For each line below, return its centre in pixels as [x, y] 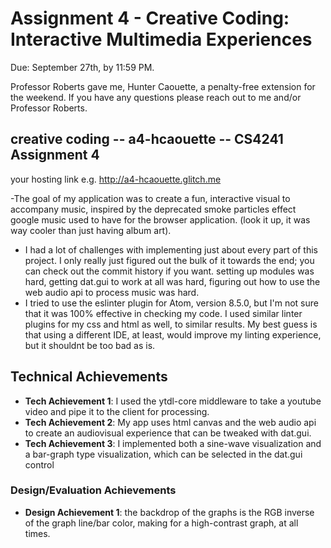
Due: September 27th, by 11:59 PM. [82, 67]
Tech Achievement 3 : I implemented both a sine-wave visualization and [173, 443]
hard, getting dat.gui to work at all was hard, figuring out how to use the [172, 281]
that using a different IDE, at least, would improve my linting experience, [173, 334]
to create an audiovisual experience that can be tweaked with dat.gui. [168, 433]
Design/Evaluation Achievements [93, 490]
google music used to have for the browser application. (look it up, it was [160, 219]
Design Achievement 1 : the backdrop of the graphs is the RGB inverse [169, 512]
